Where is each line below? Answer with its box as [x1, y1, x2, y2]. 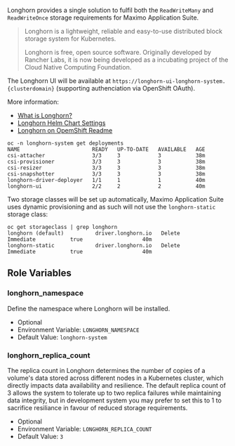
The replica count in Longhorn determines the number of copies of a [7, 366, 206, 374]
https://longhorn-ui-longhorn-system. [112, 78, 226, 85]
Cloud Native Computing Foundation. [24, 63, 132, 71]
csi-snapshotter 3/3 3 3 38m [7, 171, 206, 178]
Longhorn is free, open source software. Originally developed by [24, 48, 212, 56]
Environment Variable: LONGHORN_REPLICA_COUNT [17, 424, 152, 433]
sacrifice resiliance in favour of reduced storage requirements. [7, 403, 188, 412]
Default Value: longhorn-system [17, 333, 107, 341]
